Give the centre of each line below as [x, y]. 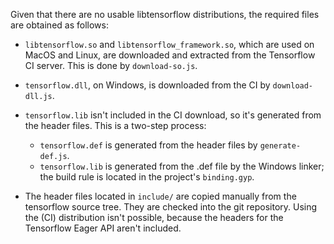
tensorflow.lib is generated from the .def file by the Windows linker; [182, 166]
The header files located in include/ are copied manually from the [160, 196]
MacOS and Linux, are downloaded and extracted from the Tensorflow [170, 55]
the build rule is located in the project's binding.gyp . [147, 177]
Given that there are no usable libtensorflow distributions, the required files [165, 14]
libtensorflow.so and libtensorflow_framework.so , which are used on [169, 44]
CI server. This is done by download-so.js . [111, 65]
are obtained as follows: [59, 25]
